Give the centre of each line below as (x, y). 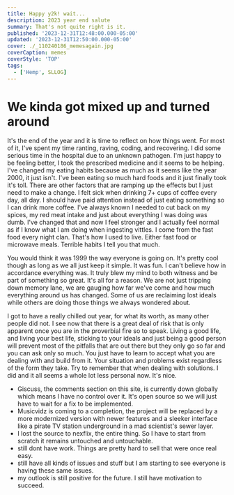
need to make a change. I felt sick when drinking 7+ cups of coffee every (112, 193)
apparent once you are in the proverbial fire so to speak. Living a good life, (114, 331)
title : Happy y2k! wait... (46, 14)
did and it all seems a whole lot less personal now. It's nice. (92, 376)
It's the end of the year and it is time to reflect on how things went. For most (116, 141)
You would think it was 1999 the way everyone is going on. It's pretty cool (113, 258)
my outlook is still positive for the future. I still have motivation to (109, 478)
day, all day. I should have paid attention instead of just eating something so (116, 200)
